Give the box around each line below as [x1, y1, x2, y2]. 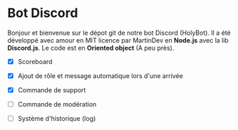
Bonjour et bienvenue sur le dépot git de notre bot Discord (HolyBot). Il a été [7, 28, 231, 37]
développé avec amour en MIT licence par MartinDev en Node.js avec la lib [7, 36, 229, 44]
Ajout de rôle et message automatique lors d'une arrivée [17, 72, 183, 80]
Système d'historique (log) [17, 114, 96, 123]
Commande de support [17, 86, 86, 94]
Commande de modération [17, 100, 97, 109]
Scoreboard [17, 57, 53, 65]
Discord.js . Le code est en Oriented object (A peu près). [7, 43, 175, 52]
